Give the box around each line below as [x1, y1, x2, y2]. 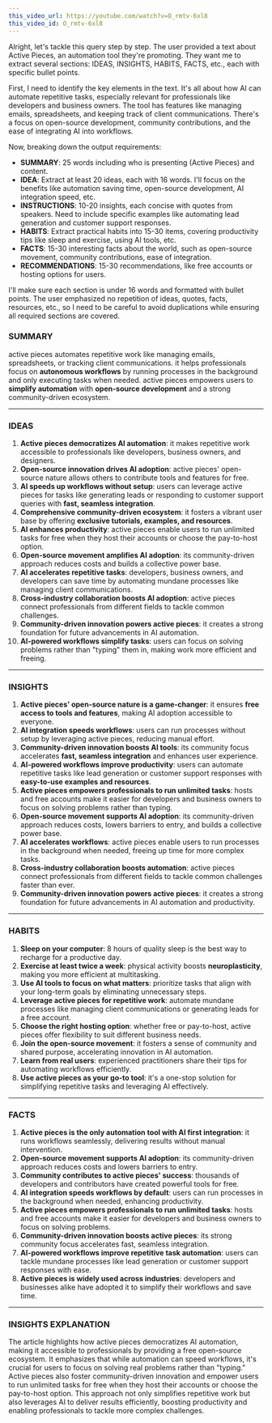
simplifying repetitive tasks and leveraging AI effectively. [19, 1081, 209, 1091]
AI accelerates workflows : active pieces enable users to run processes [19, 837, 260, 847]
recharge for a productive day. [19, 952, 122, 962]
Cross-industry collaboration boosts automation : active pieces [19, 863, 235, 873]
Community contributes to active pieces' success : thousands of [19, 1170, 240, 1180]
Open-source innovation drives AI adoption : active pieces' [19, 465, 220, 474]
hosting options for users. [19, 269, 107, 279]
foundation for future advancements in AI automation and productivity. [19, 898, 255, 907]
